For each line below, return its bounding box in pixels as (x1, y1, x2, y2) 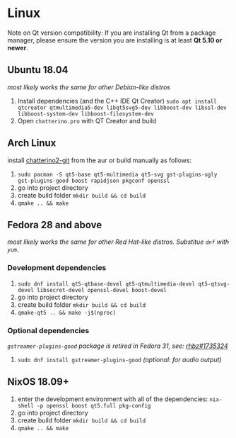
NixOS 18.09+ (7, 376, 69, 388)
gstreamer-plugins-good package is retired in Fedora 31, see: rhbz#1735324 (7, 342, 228, 350)
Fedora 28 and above (7, 218, 102, 231)
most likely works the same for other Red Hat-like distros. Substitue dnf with (7, 237, 230, 246)
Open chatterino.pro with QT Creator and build (17, 116, 157, 125)
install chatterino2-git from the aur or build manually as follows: (7, 156, 192, 164)
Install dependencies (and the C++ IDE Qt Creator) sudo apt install (17, 96, 218, 105)
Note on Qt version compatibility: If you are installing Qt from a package (7, 28, 216, 37)
